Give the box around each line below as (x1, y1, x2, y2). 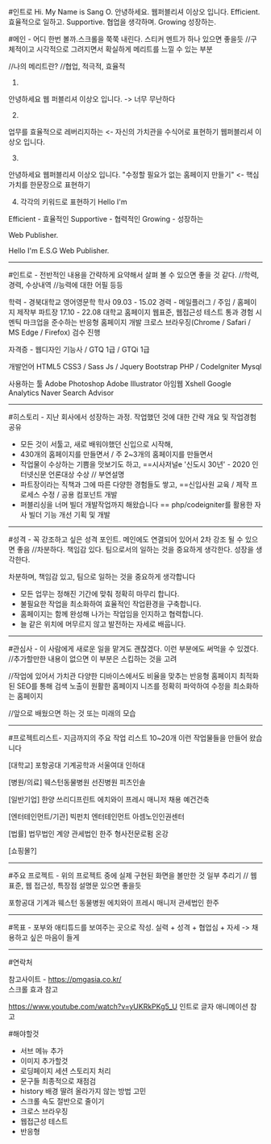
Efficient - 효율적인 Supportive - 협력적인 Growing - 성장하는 (8, 214, 204, 223)
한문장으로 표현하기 (29, 180, 91, 189)
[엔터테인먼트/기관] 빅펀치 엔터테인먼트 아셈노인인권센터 (8, 812, 186, 821)
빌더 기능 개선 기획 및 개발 (28, 510, 110, 519)
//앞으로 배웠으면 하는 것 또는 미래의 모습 (8, 709, 136, 718)
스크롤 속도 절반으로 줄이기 (19, 1096, 105, 1106)
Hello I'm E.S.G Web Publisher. (8, 246, 110, 256)
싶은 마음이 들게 (29, 933, 80, 942)
